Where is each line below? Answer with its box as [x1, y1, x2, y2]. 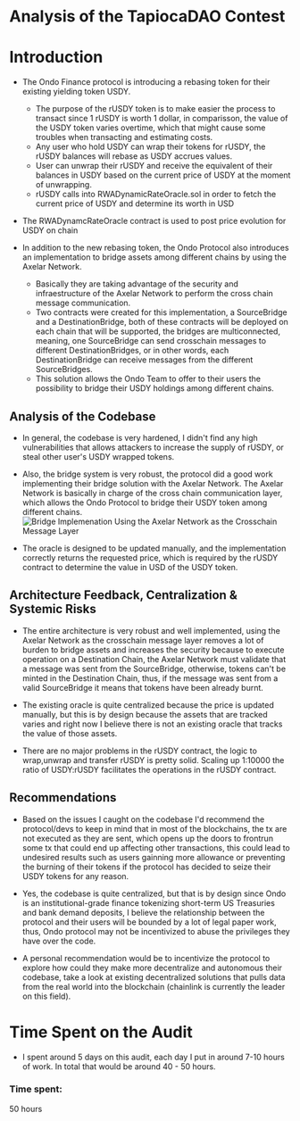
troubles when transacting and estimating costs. [35, 132, 213, 143]
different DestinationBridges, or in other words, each [35, 345, 229, 356]
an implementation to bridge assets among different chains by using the [21, 252, 287, 262]
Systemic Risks [9, 602, 96, 617]
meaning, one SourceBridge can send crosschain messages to [35, 336, 266, 346]
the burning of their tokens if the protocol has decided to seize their [21, 861, 271, 872]
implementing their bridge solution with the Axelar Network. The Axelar [21, 477, 284, 488]
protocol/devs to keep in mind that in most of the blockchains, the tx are [21, 823, 287, 834]
